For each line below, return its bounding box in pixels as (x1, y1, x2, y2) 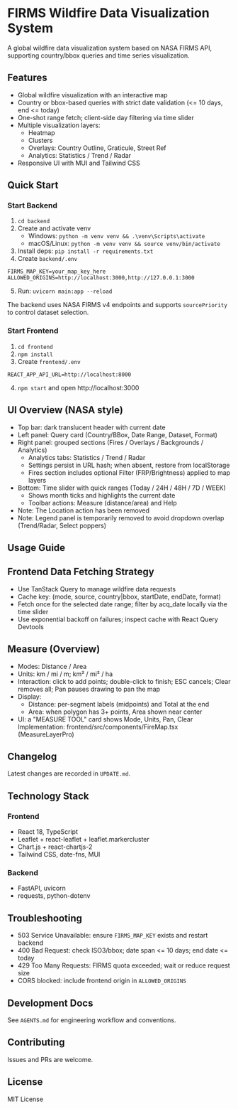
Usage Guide (7, 542, 66, 554)
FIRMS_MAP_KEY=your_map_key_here (7, 268, 106, 275)
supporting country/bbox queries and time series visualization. (7, 51, 190, 60)
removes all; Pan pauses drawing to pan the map (17, 685, 161, 693)
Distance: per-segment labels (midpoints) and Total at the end (28, 700, 210, 708)
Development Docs (7, 997, 93, 1009)
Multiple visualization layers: (17, 121, 101, 129)
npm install (17, 350, 53, 358)
